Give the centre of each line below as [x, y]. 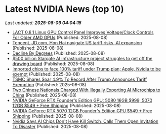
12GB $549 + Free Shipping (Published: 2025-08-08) [66, 105]
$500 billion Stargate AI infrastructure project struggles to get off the [82, 58]
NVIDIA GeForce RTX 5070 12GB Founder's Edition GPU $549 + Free [82, 111]
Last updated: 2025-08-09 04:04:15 [43, 23]
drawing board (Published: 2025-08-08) [53, 64]
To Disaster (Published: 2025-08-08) [50, 126]
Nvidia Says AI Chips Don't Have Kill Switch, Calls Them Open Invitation [85, 121]
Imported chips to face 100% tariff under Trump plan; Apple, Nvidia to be [86, 69]
